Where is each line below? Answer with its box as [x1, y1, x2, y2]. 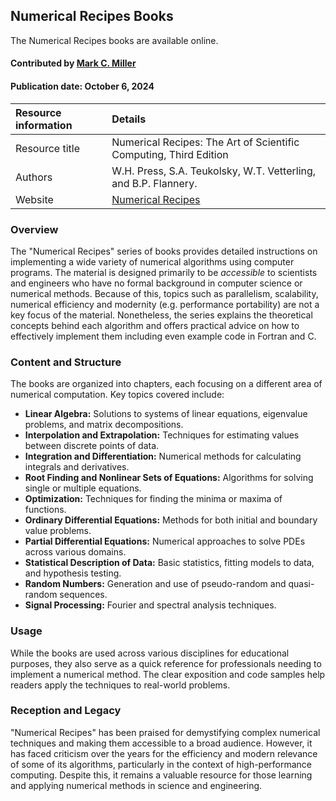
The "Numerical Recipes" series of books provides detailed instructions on [10, 245, 318, 257]
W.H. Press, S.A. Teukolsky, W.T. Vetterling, [111, 164, 317, 178]
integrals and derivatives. [24, 461, 130, 473]
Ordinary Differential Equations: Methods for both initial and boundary [24, 514, 318, 526]
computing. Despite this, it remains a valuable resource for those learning [10, 769, 313, 781]
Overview [10, 222, 59, 236]
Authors [15, 170, 53, 184]
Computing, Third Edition [111, 147, 229, 161]
